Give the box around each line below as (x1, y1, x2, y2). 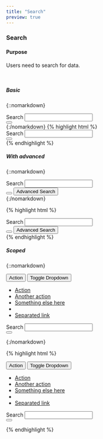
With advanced (6, 153, 45, 160)
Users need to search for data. (6, 62, 81, 69)
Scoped (6, 247, 25, 254)
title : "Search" (6, 8, 46, 15)
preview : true (6, 14, 41, 20)
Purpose (6, 49, 28, 56)
